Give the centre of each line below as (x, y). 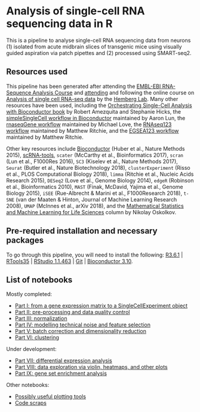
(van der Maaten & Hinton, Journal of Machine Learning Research (96, 199)
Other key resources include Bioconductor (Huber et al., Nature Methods (96, 148)
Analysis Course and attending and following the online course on (113, 92)
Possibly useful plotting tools (50, 396)
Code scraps (30, 403)
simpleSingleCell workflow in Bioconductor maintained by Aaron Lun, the (96, 118)
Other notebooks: (28, 385)
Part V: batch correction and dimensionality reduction (80, 331)
